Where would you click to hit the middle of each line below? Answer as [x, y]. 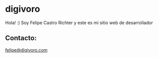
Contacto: [21, 38]
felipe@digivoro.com [27, 50]
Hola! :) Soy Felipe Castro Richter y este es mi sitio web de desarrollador [79, 23]
